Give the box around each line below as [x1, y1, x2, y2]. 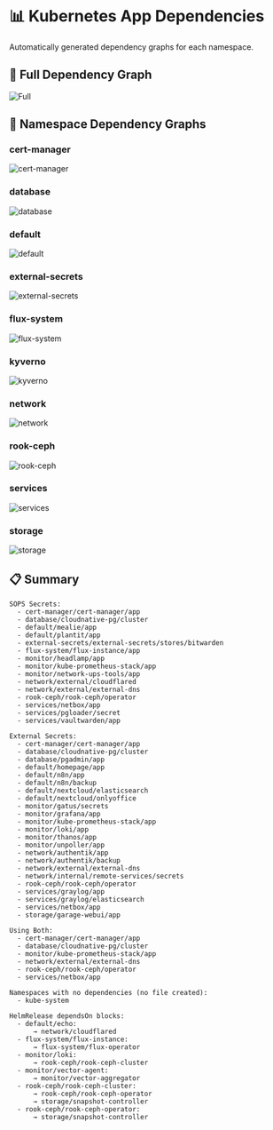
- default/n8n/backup [17, 778, 97, 787]
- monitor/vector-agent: [17, 1066, 109, 1075]
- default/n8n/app [17, 770, 86, 779]
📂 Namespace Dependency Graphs [9, 116, 207, 132]
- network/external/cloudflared [17, 677, 137, 686]
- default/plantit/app [17, 631, 101, 640]
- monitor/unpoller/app [17, 840, 105, 849]
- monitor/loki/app [17, 824, 90, 834]
